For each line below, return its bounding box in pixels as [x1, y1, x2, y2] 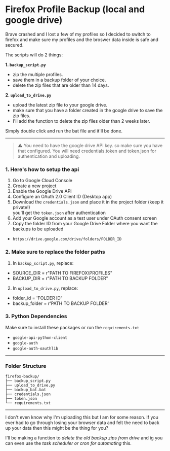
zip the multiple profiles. [12, 71, 63, 77]
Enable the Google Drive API [12, 188, 72, 194]
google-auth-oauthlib [12, 346, 58, 351]
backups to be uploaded [12, 226, 64, 232]
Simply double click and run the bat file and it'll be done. [5, 128, 123, 134]
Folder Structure [5, 362, 47, 369]
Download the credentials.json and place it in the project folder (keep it [12, 199, 164, 205]
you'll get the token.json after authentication [12, 210, 106, 216]
